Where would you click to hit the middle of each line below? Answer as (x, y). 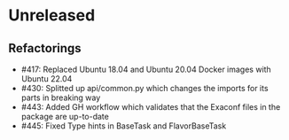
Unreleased (52, 16)
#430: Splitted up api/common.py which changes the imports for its (144, 88)
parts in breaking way (61, 97)
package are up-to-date (65, 117)
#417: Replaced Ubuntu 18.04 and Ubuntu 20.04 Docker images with (146, 69)
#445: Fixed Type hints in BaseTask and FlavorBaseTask (124, 126)
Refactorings (45, 48)
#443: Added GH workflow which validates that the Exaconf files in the (151, 107)
